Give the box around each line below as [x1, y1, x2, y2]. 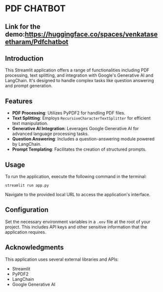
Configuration [5, 206, 49, 214]
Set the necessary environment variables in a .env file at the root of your [5, 219, 151, 225]
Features [5, 97, 33, 105]
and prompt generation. [5, 83, 53, 89]
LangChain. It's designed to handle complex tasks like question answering [5, 78, 154, 84]
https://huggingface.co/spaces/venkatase [24, 30, 158, 38]
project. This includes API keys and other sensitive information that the [5, 224, 147, 230]
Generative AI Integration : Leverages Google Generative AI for [12, 126, 139, 132]
